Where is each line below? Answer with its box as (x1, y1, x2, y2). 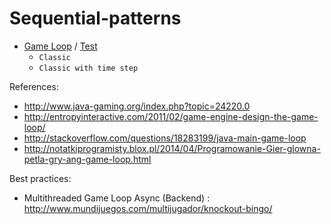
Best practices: (9, 172, 72, 184)
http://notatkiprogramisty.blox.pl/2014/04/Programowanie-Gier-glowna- (23, 142, 321, 154)
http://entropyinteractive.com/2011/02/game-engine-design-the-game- (23, 110, 319, 122)
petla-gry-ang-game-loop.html (23, 153, 152, 165)
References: (9, 80, 59, 92)
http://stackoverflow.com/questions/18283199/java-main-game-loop (23, 132, 307, 144)
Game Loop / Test (23, 40, 98, 52)
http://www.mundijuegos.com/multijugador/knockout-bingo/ (23, 202, 273, 214)
